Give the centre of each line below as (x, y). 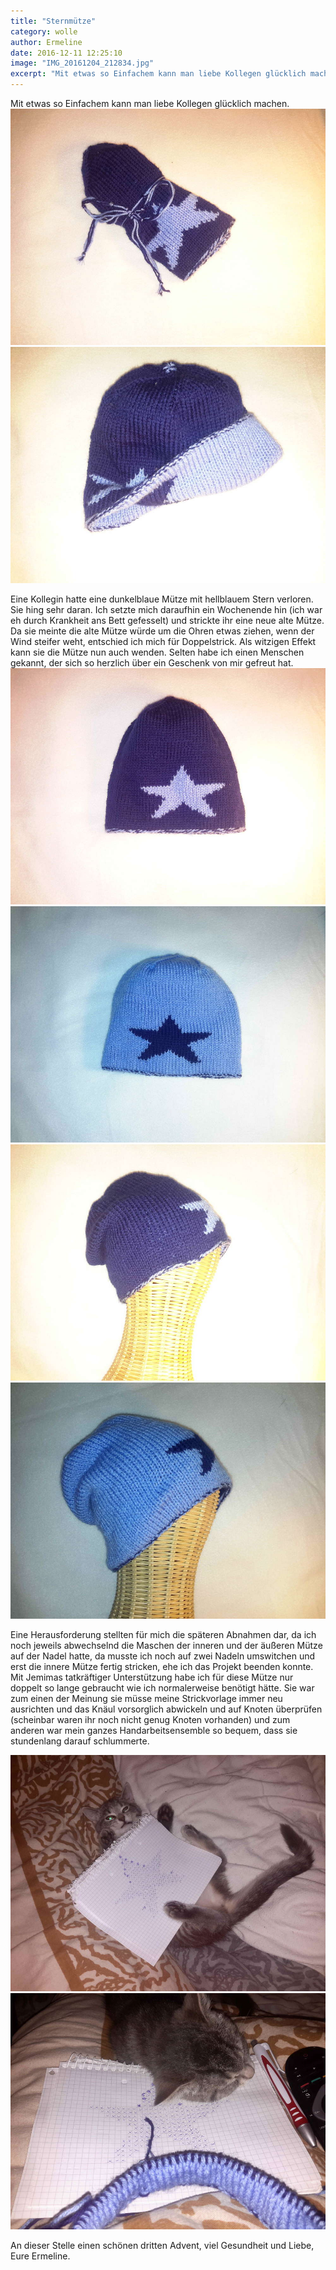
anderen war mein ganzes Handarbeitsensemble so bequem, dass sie (154, 1730)
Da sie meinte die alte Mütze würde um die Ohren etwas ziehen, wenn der (162, 631)
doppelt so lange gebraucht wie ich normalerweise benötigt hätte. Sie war (162, 1688)
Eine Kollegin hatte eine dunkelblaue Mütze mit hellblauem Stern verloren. (162, 599)
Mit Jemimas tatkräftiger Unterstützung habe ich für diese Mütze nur (152, 1677)
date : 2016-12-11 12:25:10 (66, 53)
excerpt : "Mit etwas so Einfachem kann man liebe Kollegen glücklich (158, 74)
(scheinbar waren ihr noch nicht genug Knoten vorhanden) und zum (150, 1719)
